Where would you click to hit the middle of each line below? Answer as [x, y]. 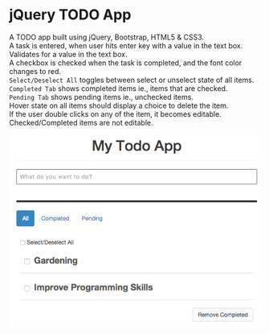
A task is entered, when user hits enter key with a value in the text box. [126, 45]
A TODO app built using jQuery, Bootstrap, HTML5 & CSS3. [106, 37]
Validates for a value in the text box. [68, 54]
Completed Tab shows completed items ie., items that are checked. [118, 88]
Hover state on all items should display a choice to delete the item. [119, 105]
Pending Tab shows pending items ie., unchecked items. [101, 97]
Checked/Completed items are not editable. [81, 122]
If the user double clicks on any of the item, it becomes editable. [115, 113]
